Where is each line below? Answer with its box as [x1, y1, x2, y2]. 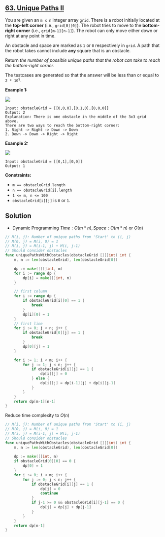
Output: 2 [5, 110, 26, 115]
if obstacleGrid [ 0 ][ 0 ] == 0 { [14, 459, 76, 464]
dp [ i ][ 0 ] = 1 [23, 312, 50, 317]
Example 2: [5, 140, 29, 146]
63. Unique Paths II [5, 4, 64, 12]
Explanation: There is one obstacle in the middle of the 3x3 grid [5, 114, 147, 119]
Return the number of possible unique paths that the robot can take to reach [5, 57, 161, 63]
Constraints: [5, 172, 32, 178]
